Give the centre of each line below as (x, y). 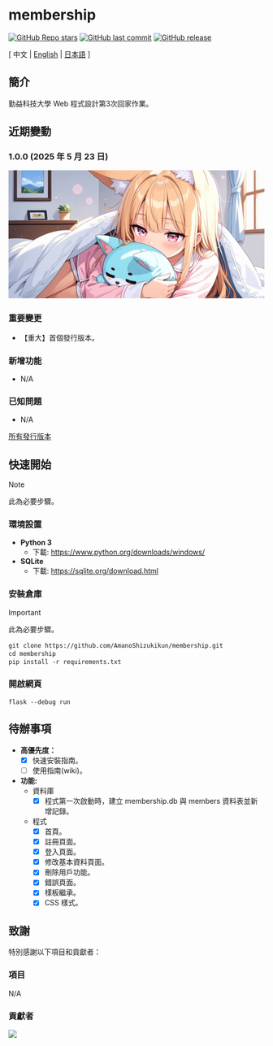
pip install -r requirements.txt (65, 662)
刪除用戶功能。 (69, 872)
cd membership (32, 653)
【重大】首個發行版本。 (59, 337)
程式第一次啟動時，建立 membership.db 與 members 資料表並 (147, 801)
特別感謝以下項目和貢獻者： (55, 952)
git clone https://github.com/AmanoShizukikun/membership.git (116, 645)
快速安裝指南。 (57, 760)
